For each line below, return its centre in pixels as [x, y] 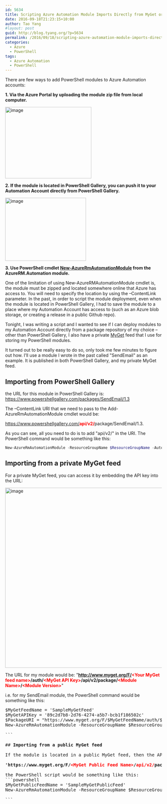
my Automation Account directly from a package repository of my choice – [82, 330]
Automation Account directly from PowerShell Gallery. [63, 191]
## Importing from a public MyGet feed [54, 745]
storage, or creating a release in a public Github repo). [60, 315]
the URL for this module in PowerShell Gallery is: [55, 394]
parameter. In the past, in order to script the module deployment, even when [83, 299]
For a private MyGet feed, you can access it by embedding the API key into [82, 475]
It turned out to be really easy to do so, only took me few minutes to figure [81, 350]
